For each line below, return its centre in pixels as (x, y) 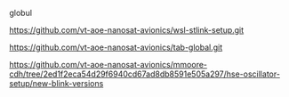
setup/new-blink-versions (56, 83)
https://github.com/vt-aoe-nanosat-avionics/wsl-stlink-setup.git (127, 30)
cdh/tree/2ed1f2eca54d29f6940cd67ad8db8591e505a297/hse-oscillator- (144, 74)
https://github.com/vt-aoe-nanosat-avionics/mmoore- (108, 65)
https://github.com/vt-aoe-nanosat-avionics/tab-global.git (116, 47)
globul (21, 13)
